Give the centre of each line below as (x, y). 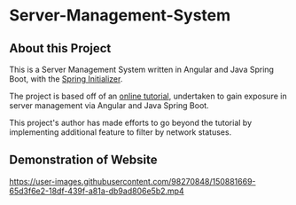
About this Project (60, 48)
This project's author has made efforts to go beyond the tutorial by (131, 122)
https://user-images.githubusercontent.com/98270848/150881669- (132, 181)
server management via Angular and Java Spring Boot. (109, 106)
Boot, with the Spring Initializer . (66, 79)
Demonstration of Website (83, 160)
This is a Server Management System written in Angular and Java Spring (142, 69)
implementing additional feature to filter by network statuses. (121, 132)
